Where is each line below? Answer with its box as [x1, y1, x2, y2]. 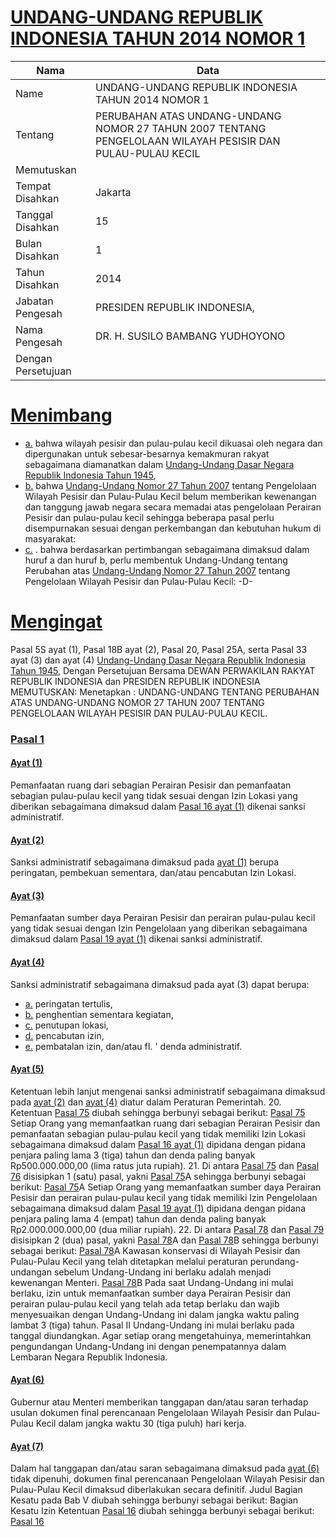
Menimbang [10, 404, 113, 427]
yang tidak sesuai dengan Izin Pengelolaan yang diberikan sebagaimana [10, 922, 308, 935]
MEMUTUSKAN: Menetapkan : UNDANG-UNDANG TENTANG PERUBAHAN [10, 686, 320, 698]
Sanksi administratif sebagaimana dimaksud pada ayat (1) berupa [10, 856, 280, 868]
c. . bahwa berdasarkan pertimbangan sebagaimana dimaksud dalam [24, 543, 310, 555]
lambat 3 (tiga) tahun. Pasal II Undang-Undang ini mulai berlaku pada [10, 1319, 295, 1331]
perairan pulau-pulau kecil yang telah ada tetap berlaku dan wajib [10, 1297, 280, 1310]
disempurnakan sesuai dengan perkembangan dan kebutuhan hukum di [24, 522, 322, 534]
